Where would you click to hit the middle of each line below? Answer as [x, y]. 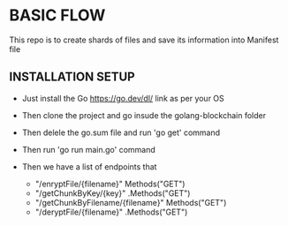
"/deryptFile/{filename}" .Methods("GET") [111, 212]
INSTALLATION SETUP [72, 77]
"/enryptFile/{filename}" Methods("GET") [110, 184]
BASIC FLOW [57, 15]
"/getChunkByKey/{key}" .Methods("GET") [113, 193]
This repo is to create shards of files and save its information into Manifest [144, 40]
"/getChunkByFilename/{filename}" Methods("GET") [131, 202]
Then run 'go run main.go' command [89, 149]
